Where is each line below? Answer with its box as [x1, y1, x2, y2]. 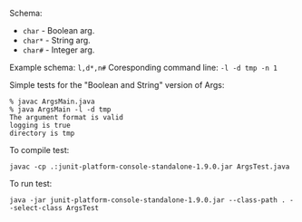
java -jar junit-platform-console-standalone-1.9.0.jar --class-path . [9, 196, 286, 205]
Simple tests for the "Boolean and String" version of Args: [9, 80, 225, 90]
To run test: [9, 179, 53, 188]
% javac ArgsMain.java [9, 97, 95, 106]
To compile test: [9, 145, 70, 155]
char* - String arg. [22, 35, 91, 45]
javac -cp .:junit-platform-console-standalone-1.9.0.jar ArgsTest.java [9, 162, 290, 171]
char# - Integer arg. [22, 44, 95, 55]
